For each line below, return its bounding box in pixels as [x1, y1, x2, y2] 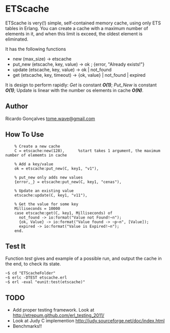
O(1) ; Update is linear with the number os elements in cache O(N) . [5, 87, 144, 93]
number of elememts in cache [5, 153, 67, 158]
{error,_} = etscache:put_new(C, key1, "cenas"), [14, 179, 122, 185]
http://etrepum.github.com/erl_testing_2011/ [12, 312, 104, 318]
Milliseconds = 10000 [14, 206, 60, 211]
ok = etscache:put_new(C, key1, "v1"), [14, 166, 99, 171]
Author [5, 102, 28, 111]
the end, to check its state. [5, 261, 61, 267]
